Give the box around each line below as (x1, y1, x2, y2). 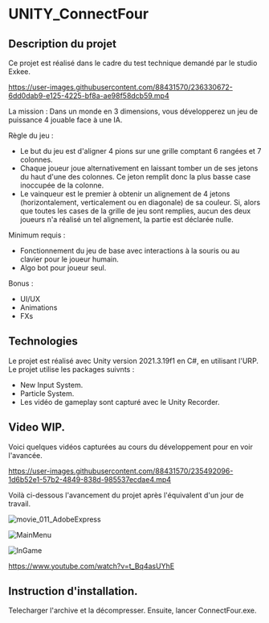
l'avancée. (8, 450, 43, 460)
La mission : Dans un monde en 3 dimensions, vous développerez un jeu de (8, 106, 259, 116)
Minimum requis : (8, 230, 66, 240)
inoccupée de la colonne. (19, 180, 104, 190)
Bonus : (8, 278, 34, 288)
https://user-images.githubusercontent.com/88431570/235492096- (8, 466, 234, 476)
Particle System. (19, 388, 75, 398)
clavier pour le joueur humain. (19, 254, 119, 264)
